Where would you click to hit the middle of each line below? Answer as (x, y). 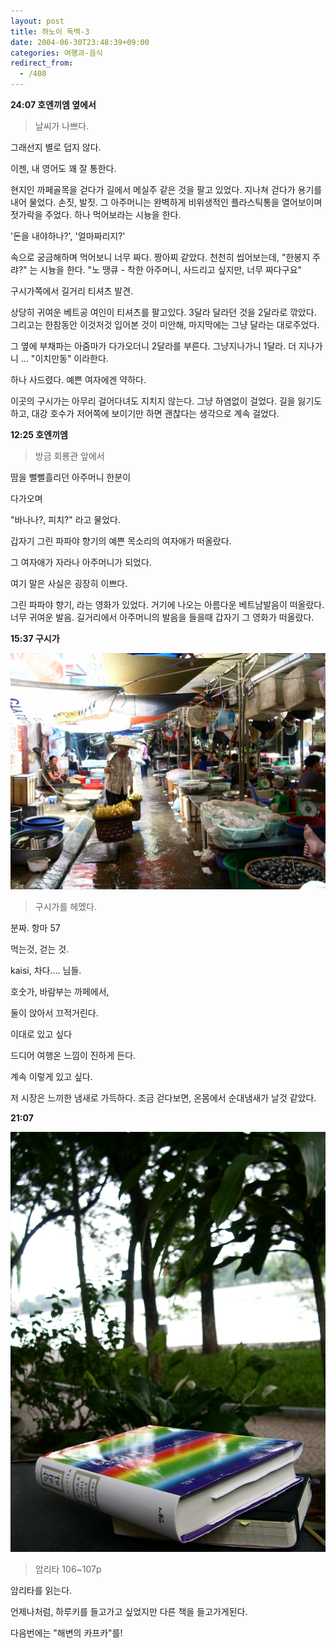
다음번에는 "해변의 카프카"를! (66, 1633)
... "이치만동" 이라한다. (64, 358)
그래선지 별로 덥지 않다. (56, 147)
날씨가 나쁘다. (62, 126)
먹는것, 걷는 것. (40, 949)
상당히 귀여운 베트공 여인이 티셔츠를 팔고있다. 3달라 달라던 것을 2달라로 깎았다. (163, 312)
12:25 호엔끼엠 (39, 434)
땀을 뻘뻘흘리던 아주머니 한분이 (71, 477)
